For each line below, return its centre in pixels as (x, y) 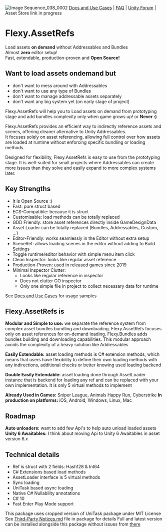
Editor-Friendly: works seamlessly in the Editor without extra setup (81, 238)
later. (10, 173)
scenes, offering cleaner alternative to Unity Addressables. (66, 131)
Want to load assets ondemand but (60, 73)
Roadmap (20, 416)
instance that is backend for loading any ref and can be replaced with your (82, 380)
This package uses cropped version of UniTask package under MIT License (83, 513)
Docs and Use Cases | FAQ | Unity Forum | (112, 8)
